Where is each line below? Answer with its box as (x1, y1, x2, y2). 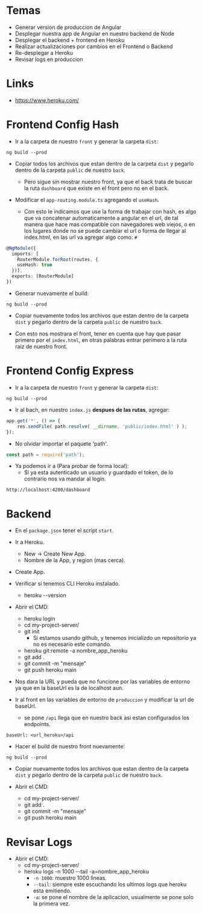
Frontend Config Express (6, 364, 134, 378)
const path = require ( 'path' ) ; (6, 452, 85, 458)
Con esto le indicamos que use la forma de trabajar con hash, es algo (24, 207, 197, 215)
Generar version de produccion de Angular (14, 24, 122, 31)
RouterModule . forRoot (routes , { (17, 256, 98, 262)
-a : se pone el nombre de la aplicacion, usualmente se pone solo (33, 894, 194, 901)
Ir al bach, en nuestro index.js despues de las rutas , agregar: (14, 406, 170, 413)
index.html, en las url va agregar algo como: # (24, 233, 137, 241)
